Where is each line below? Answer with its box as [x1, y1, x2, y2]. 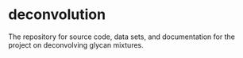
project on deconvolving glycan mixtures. [8, 40, 145, 49]
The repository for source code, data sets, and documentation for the [8, 32, 236, 41]
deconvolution [8, 6, 106, 24]
